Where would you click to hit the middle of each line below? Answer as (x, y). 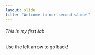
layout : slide (21, 10)
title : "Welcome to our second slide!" (48, 15)
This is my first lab (25, 31)
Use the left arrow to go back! (37, 47)
